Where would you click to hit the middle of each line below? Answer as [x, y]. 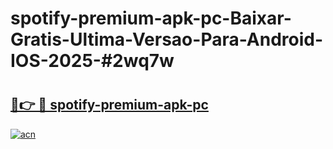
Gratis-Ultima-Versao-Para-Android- [167, 39]
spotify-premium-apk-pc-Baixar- [151, 18]
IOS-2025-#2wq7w [92, 61]
